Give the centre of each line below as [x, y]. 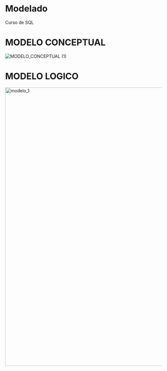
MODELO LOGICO [42, 76]
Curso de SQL [19, 22]
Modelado [27, 9]
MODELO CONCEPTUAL [55, 42]
